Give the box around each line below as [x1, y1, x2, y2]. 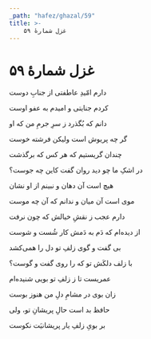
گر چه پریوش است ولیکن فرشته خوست [9, 134, 128, 144]
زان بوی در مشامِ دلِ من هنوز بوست [9, 289, 117, 299]
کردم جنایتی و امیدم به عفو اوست [9, 103, 109, 113]
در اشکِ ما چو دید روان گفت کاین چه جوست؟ [9, 165, 143, 175]
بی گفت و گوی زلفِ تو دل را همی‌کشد [9, 243, 121, 252]
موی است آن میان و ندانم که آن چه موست [9, 196, 135, 206]
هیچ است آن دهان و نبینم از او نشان [9, 181, 114, 191]
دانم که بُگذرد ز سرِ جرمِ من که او [9, 119, 107, 128]
